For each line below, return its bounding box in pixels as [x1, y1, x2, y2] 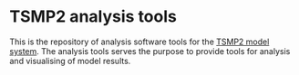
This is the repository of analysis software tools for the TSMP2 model [9, 36, 270, 47]
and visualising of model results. [9, 55, 131, 66]
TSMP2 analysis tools [9, 6, 178, 27]
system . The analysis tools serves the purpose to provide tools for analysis [9, 45, 291, 56]
